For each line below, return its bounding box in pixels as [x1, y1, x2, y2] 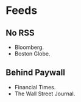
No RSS [5, 28, 35, 38]
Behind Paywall [5, 68, 65, 78]
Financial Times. [14, 83, 56, 91]
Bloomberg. [14, 43, 44, 51]
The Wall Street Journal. [14, 90, 76, 97]
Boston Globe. [14, 50, 51, 57]
